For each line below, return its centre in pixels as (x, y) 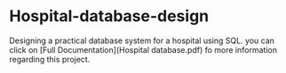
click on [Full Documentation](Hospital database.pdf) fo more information (143, 49)
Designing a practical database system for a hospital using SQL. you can (142, 40)
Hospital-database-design (109, 16)
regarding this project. (50, 59)
